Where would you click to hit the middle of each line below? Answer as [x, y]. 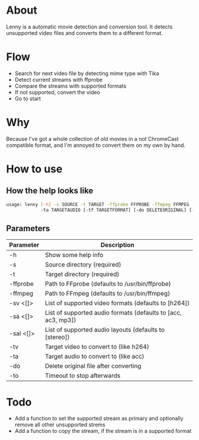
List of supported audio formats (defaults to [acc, [113, 313]
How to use [34, 169]
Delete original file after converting [93, 366]
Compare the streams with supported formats [70, 86]
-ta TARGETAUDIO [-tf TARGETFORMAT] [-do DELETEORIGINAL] [113, 210]
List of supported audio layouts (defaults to [105, 330]
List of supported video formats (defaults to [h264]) [117, 303]
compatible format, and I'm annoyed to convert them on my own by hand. [96, 145]
